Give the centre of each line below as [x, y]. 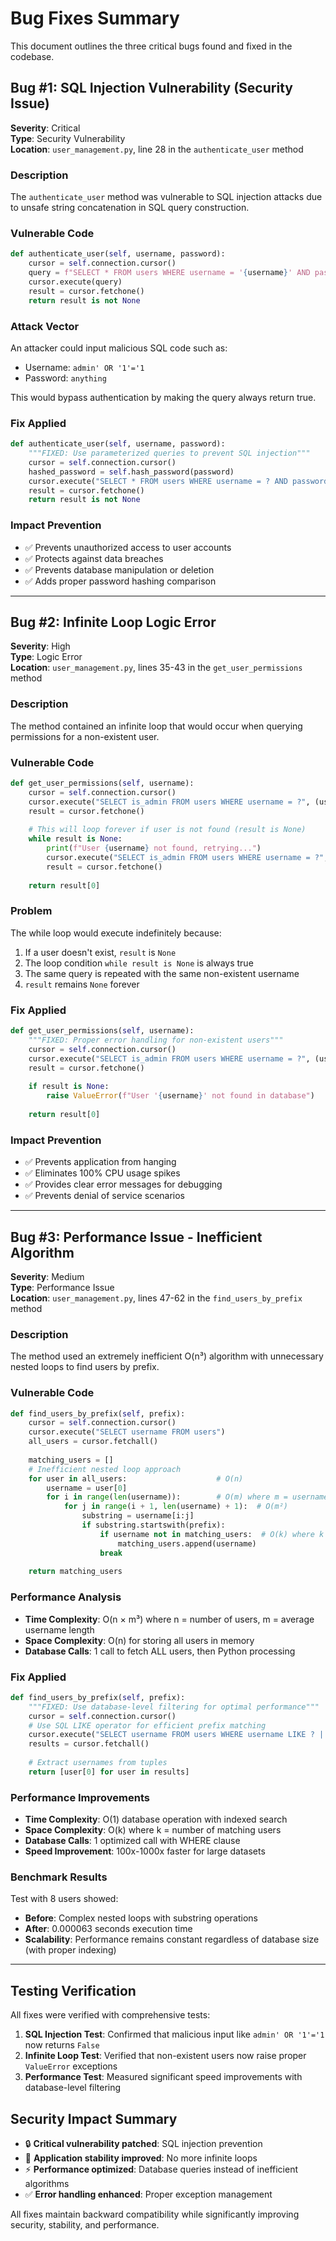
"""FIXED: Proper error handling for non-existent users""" [156, 1040]
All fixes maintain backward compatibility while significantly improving [155, 2214]
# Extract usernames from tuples [98, 1763]
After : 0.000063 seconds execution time [108, 1929]
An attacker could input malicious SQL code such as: [119, 348]
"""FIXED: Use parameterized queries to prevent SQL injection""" [169, 453]
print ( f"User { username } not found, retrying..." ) [154, 848]
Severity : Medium [47, 1276]
